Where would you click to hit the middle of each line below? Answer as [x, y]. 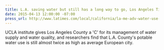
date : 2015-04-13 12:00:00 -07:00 [40, 14]
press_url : [16, 18]
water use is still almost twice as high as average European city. [69, 43]
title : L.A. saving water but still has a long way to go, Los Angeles [79, 9]
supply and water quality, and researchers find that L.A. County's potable [79, 37]
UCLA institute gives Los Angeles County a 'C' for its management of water [81, 33]
